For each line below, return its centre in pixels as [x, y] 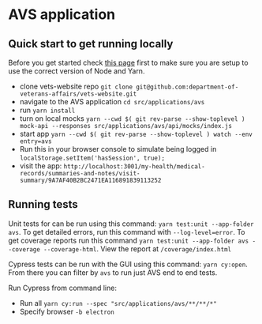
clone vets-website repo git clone [76, 86]
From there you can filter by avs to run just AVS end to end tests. [113, 272]
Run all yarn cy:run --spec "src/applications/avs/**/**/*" [118, 303]
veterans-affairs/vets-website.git [78, 94]
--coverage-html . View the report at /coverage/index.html [137, 249]
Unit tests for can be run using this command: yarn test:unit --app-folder [131, 224]
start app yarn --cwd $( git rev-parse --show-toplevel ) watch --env [136, 134]
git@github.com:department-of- [187, 87]
